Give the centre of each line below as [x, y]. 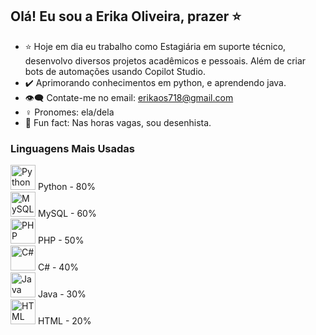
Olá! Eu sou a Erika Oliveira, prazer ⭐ [126, 16]
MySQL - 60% [67, 214]
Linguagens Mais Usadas [73, 148]
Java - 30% [62, 294]
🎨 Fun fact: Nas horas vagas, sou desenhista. [118, 122]
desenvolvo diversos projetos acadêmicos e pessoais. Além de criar [165, 60]
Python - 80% [67, 187]
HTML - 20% [64, 321]
